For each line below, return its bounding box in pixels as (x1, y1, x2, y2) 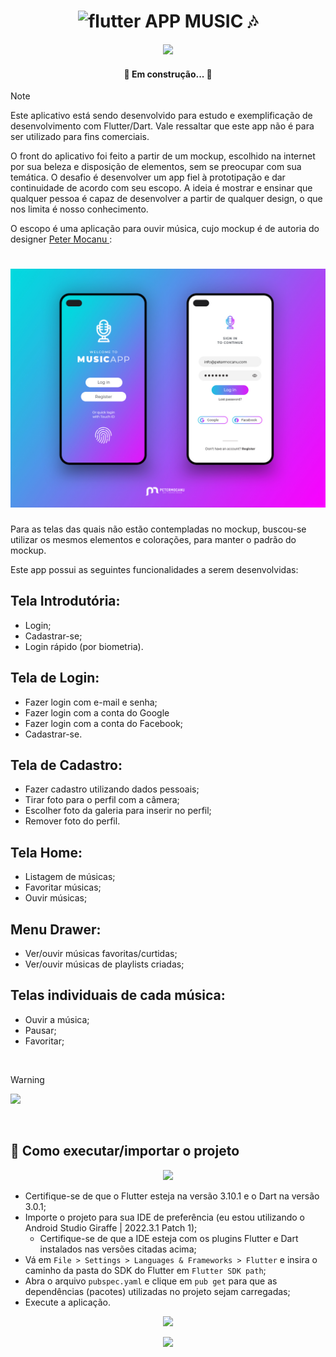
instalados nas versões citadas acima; (39, 1243, 197, 1255)
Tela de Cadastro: (10, 757, 123, 774)
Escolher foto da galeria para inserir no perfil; (24, 805, 212, 817)
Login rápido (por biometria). (24, 640, 144, 652)
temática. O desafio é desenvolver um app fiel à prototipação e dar (10, 171, 286, 184)
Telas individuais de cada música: (10, 987, 226, 1004)
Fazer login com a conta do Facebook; (24, 717, 184, 729)
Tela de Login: (10, 670, 100, 687)
